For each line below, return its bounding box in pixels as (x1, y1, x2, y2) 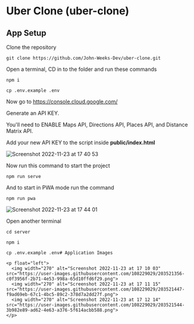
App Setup (6, 28, 46, 38)
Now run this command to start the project (6, 162, 110, 169)
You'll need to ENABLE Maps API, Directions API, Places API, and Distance (6, 121, 189, 128)
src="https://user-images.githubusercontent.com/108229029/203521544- (6, 302, 185, 308)
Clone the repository (6, 43, 57, 51)
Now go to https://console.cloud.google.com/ (6, 98, 118, 105)
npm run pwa (6, 195, 36, 201)
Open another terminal (6, 217, 61, 225)
